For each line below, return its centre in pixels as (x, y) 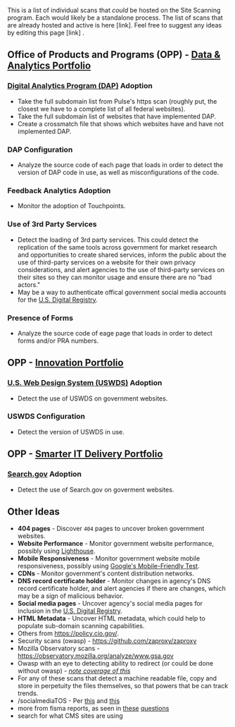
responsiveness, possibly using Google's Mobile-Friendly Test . (108, 566)
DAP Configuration (40, 149)
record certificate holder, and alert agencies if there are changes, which (122, 589)
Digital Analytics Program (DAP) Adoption (80, 86)
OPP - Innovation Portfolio (65, 363)
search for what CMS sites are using (70, 716)
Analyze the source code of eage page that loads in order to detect (115, 333)
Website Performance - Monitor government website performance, (116, 544)
